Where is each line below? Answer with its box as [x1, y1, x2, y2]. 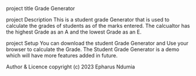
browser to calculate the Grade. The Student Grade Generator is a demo [6, 46, 180, 53]
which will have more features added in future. [6, 52, 118, 59]
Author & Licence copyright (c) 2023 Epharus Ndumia [6, 63, 135, 70]
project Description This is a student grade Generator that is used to [6, 16, 170, 23]
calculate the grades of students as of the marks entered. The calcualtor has [6, 23, 190, 29]
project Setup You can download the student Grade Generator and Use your [6, 40, 188, 46]
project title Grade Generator [6, 5, 75, 12]
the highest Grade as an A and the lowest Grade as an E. [6, 28, 142, 35]
